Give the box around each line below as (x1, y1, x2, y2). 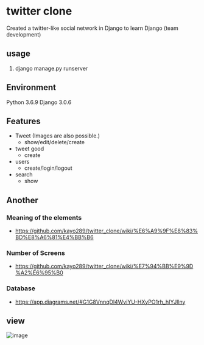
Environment (6, 82, 57, 92)
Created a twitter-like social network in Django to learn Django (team (6, 24, 178, 32)
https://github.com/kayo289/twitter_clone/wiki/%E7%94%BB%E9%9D (15, 263, 194, 270)
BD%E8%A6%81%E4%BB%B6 (15, 234, 94, 241)
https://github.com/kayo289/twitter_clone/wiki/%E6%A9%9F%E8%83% (15, 227, 198, 235)
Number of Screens (6, 248, 66, 257)
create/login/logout (24, 164, 73, 172)
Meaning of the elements (6, 213, 82, 221)
